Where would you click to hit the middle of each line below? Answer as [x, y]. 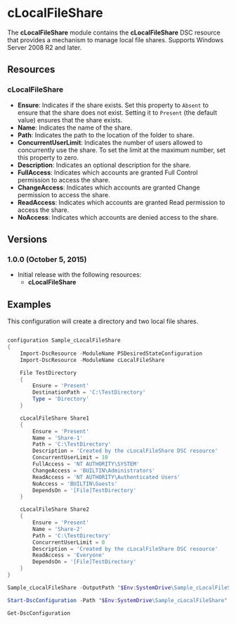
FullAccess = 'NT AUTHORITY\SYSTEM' [86, 464]
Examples [29, 304]
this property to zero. [48, 157]
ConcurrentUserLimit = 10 [71, 458]
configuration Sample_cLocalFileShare [64, 341]
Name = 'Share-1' [58, 438]
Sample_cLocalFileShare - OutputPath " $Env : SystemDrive [89, 587]
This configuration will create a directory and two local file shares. [103, 321]
